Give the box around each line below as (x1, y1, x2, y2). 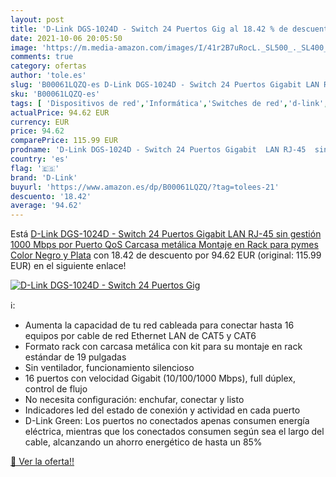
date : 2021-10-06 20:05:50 (10, 33, 123, 43)
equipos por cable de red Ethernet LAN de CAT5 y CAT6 (24, 330, 257, 342)
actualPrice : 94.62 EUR (10, 107, 110, 118)
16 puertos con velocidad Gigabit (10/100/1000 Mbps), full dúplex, (24, 372, 296, 385)
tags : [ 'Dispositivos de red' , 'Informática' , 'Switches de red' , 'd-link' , (10, 98, 329, 108)
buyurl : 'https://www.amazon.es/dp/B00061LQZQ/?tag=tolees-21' (10, 182, 280, 192)
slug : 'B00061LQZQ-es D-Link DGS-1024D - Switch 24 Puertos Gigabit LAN (10, 80, 320, 90)
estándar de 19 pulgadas (24, 351, 127, 363)
